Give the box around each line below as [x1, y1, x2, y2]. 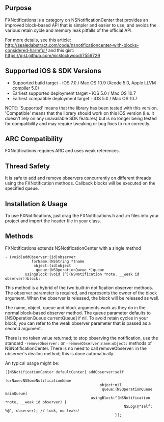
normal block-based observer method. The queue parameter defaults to [5, 310, 151, 316]
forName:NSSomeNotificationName [5, 378, 71, 383]
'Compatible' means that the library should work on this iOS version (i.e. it [5, 110, 154, 116]
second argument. [5, 325, 42, 331]
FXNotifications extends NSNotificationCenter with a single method [5, 245, 141, 251]
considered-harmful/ [5, 47, 48, 53]
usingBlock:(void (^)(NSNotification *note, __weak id [25, 272, 139, 277]
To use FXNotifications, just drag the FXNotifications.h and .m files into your [5, 213, 159, 219]
